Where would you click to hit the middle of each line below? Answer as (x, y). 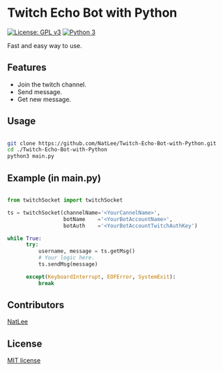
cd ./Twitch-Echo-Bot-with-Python (57, 150)
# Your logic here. (67, 258)
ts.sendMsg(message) (68, 264)
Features (27, 68)
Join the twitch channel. (52, 84)
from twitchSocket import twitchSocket (65, 200)
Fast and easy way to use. (45, 45)
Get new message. (44, 99)
